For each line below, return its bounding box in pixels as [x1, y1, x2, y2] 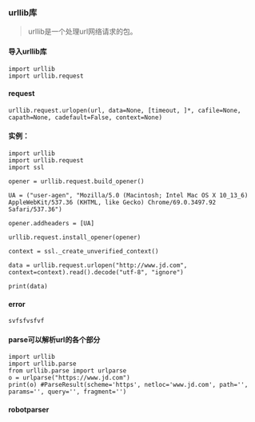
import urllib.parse [8, 360, 78, 368]
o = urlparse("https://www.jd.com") [8, 374, 130, 382]
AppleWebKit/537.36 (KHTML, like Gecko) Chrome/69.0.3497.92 [8, 198, 217, 206]
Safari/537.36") [8, 205, 62, 213]
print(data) [8, 282, 48, 290]
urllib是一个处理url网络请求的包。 [27, 26, 137, 37]
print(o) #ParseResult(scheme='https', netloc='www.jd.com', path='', [8, 381, 249, 389]
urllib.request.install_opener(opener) [8, 233, 141, 241]
